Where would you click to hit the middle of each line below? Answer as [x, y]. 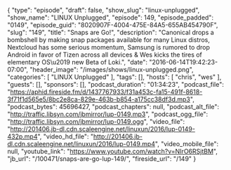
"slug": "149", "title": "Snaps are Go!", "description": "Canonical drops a [111, 32]
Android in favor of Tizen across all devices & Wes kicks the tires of [105, 55]
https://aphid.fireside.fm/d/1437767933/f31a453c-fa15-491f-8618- [106, 92]
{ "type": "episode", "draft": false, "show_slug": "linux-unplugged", [104, 10]
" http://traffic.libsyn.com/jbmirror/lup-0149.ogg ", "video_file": [96, 121]
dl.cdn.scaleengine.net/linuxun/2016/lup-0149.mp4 [81, 144]
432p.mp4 [22, 136]
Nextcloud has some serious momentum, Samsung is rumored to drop [109, 47]
